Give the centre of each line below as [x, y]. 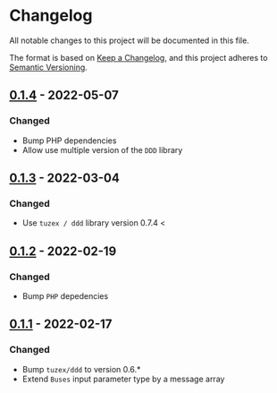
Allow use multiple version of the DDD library [102, 150]
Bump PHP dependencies [69, 141]
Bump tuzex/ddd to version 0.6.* [81, 369]
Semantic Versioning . [48, 67]
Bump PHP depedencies [65, 296]
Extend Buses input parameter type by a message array [123, 379]
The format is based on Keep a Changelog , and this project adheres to [138, 57]
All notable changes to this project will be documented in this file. [130, 40]
